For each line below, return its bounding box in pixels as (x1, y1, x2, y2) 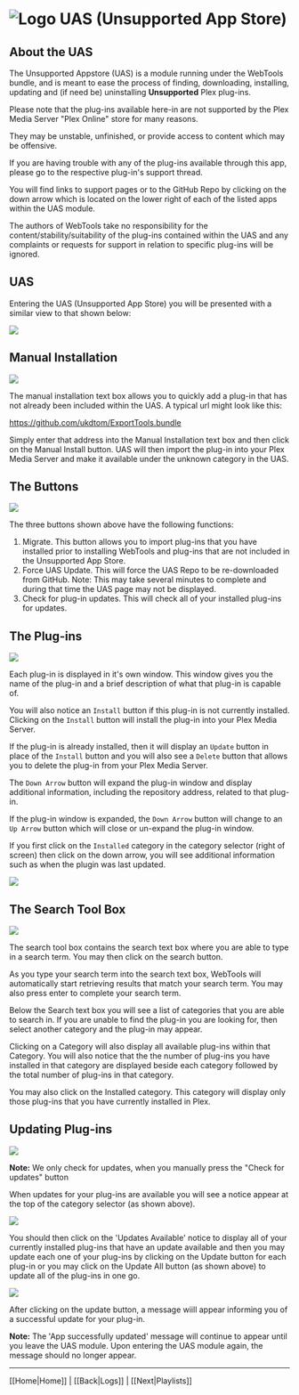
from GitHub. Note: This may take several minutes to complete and (21, 574, 267, 585)
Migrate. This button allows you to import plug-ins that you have (21, 537, 258, 547)
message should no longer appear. (9, 1350, 137, 1360)
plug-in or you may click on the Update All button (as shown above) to (9, 1261, 266, 1271)
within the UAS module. (9, 203, 96, 214)
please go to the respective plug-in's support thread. (9, 167, 203, 177)
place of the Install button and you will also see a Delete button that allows (9, 750, 288, 761)
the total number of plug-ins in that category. (9, 1069, 174, 1081)
